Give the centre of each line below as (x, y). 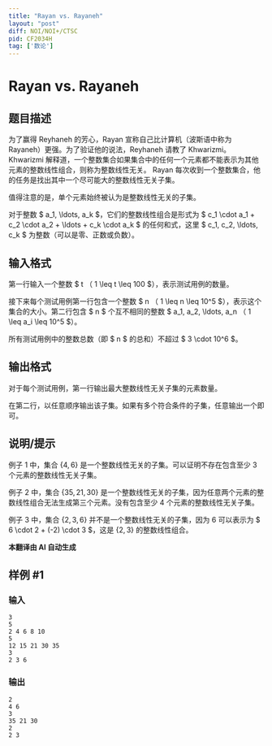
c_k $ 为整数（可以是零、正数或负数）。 (74, 235)
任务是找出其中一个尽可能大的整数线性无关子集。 (97, 180)
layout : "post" (34, 24)
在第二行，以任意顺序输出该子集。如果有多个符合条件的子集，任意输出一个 (133, 405)
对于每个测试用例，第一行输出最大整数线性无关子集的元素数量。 (115, 388)
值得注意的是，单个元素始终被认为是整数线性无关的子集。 (104, 197)
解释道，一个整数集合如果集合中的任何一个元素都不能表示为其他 (153, 160)
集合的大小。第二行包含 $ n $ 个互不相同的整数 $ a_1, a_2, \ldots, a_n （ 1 (130, 311)
